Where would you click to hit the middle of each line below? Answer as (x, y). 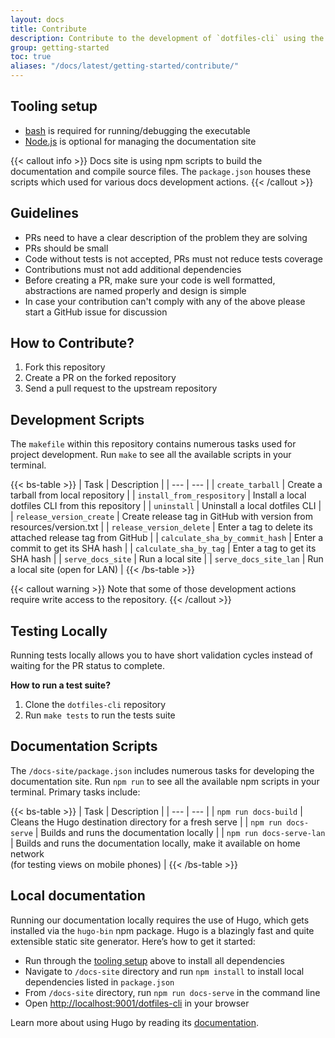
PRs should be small (66, 248)
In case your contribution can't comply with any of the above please (165, 301)
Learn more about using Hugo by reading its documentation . (135, 1022)
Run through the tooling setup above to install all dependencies (154, 960)
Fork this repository (65, 367)
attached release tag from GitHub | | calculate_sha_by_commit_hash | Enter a (167, 538)
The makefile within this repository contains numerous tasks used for (153, 444)
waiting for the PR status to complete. (87, 666)
